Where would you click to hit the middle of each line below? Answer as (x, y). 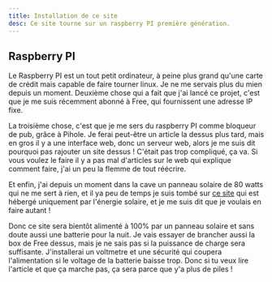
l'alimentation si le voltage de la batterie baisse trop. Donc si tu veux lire (129, 261)
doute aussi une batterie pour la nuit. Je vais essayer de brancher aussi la (132, 235)
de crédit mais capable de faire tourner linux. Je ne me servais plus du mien (135, 84)
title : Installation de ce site (63, 16)
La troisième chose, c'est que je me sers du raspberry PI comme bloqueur (132, 126)
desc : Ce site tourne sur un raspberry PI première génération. (119, 23)
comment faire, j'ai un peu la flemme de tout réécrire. (97, 169)
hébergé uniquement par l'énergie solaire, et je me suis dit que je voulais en (135, 202)
